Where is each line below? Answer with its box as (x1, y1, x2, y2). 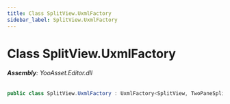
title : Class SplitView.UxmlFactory (7, 10, 112, 17)
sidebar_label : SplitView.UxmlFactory (7, 16, 118, 23)
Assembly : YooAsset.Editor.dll (7, 69, 93, 77)
